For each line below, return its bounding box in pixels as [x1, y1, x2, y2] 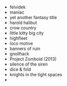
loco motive [9, 41, 33, 46]
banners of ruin [9, 46, 40, 51]
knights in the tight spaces [9, 72, 63, 77]
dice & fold [9, 66, 31, 72]
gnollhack [9, 51, 29, 57]
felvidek [9, 4, 26, 10]
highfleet [9, 35, 27, 41]
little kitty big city [9, 30, 44, 36]
